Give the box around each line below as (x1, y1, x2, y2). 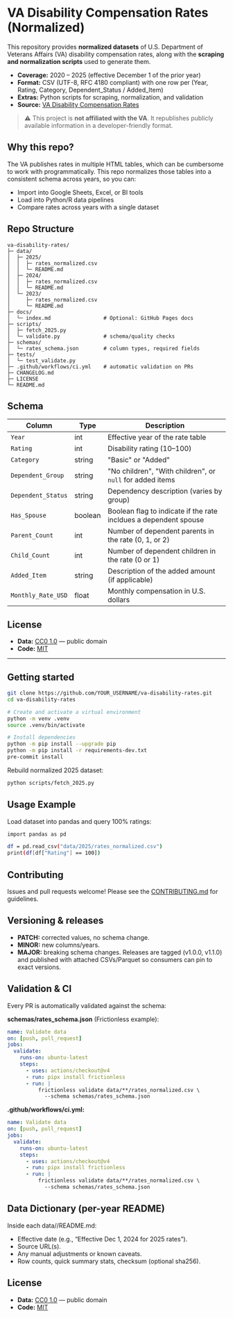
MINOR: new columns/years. (17, 941, 101, 949)
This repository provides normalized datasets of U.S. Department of (7, 42, 203, 51)
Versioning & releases (7, 915, 104, 927)
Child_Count (10, 551, 51, 560)
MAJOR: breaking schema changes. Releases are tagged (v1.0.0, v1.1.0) (17, 947, 223, 957)
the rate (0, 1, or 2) (107, 535, 170, 545)
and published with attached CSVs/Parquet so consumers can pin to (17, 955, 213, 963)
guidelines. (7, 895, 39, 903)
